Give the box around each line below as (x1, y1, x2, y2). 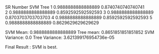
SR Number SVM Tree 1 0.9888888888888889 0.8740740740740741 (5, 4, 145, 10)
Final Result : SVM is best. (5, 44, 58, 50)
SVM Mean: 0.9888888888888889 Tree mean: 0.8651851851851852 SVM (5, 29, 155, 35)
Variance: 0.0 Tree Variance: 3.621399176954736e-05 (5, 34, 115, 40)
